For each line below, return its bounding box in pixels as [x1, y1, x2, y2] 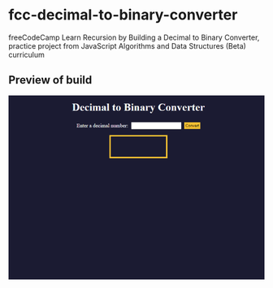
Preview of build [8, 73, 93, 87]
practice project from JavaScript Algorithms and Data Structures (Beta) [8, 41, 246, 50]
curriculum [8, 49, 45, 59]
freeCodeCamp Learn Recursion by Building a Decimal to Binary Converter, [8, 32, 260, 42]
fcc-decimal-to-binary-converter [8, 6, 238, 24]
